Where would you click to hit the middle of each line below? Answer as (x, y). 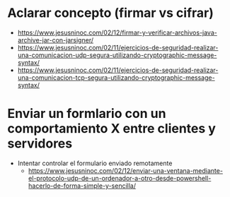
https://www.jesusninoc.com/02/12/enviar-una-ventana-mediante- (125, 170)
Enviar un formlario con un (87, 114)
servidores (40, 144)
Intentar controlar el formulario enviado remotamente (95, 163)
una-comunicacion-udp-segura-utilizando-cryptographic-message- (117, 55)
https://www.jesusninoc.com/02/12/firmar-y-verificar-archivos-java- (117, 32)
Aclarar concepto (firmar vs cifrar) (111, 13)
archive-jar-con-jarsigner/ (56, 40)
